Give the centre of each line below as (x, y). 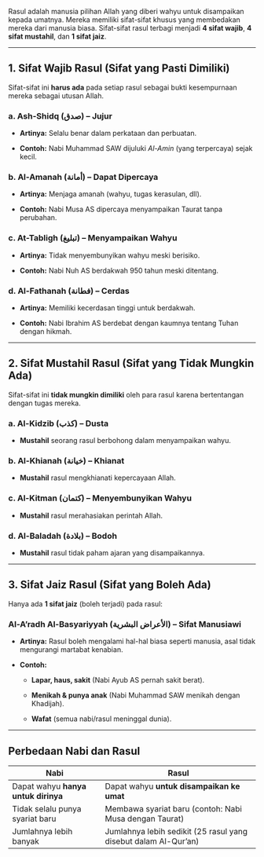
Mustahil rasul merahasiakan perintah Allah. (91, 515)
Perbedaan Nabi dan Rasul (74, 751)
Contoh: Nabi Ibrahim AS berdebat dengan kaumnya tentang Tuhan (129, 323)
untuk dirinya (38, 796)
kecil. (28, 157)
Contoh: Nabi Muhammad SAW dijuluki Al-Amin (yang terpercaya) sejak (136, 148)
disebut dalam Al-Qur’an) (152, 841)
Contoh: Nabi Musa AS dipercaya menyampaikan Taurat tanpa (121, 209)
